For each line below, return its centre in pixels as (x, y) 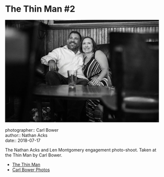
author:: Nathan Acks (26, 135)
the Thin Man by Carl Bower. (34, 155)
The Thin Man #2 (40, 9)
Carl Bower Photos (31, 170)
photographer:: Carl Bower (32, 130)
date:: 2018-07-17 (23, 140)
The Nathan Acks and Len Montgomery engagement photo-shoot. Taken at (81, 150)
